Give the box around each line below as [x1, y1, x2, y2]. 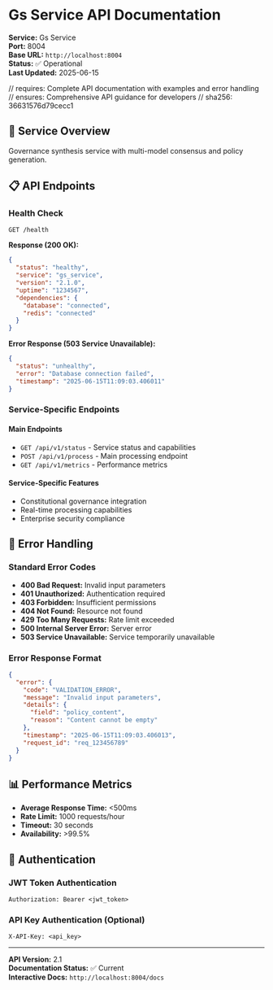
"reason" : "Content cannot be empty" [29, 716, 158, 725]
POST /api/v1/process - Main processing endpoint [19, 451, 188, 460]
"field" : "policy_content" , [29, 709, 126, 717]
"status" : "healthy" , [15, 264, 89, 272]
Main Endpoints [8, 425, 63, 434]
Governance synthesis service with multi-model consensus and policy [8, 146, 244, 155]
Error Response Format [8, 652, 102, 664]
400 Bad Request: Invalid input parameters [19, 580, 167, 590]
